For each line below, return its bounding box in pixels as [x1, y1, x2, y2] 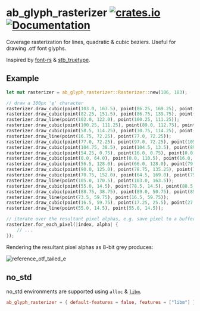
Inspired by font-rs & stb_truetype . [6, 56, 90, 63]
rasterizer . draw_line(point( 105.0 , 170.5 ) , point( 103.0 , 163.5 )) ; [6, 178, 174, 184]
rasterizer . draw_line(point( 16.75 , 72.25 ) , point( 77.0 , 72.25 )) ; [6, 133, 171, 139]
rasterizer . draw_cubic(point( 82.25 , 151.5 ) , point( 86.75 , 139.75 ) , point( [6, 111, 196, 117]
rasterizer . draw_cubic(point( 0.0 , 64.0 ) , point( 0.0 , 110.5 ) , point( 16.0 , [6, 155, 193, 161]
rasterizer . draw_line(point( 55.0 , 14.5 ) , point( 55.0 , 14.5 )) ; [6, 206, 164, 212]
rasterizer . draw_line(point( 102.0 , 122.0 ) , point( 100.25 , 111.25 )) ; [6, 117, 180, 123]
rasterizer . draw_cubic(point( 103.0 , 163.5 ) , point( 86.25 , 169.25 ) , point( [6, 105, 196, 111]
